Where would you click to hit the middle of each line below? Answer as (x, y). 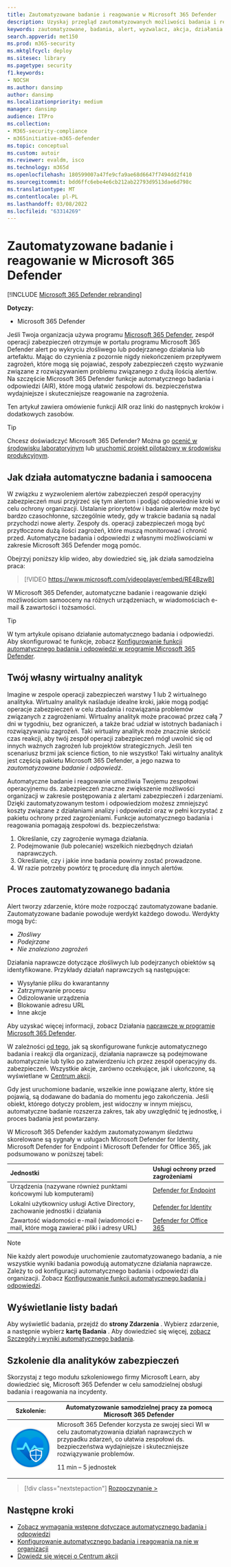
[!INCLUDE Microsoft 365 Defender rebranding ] (75, 295)
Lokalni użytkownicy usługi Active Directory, (73, 1203)
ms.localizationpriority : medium (55, 102)
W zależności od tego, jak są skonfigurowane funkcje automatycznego (107, 1047)
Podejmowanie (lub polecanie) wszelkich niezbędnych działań (105, 846)
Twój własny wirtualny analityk (75, 678)
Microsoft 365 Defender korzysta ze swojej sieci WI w (133, 1424)
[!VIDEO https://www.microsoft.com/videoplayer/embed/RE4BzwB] (119, 579)
